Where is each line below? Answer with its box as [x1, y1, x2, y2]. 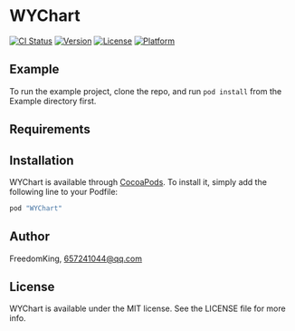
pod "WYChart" [9, 203, 63, 213]
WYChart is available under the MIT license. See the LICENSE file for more [9, 303, 287, 314]
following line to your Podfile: [9, 186, 119, 197]
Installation [9, 152, 74, 168]
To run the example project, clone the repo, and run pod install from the [9, 85, 282, 96]
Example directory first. [9, 95, 97, 106]
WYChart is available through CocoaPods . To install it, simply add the [9, 176, 267, 187]
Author [9, 229, 50, 245]
